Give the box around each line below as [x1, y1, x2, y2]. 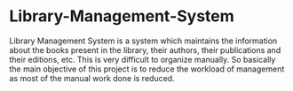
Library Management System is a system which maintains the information [9, 35, 278, 46]
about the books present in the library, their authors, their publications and [9, 44, 281, 55]
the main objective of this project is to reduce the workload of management [9, 64, 285, 74]
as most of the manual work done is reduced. [9, 72, 175, 83]
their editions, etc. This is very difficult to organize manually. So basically [9, 54, 276, 64]
